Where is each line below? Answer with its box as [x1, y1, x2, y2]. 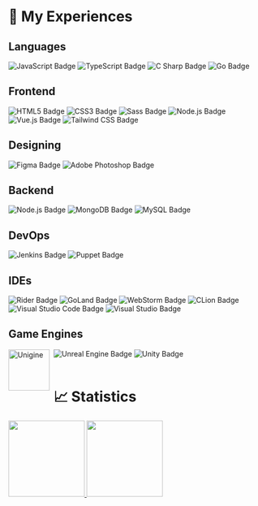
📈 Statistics [54, 387, 137, 406]
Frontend [8, 84, 56, 98]
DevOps [8, 228, 50, 242]
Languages [8, 40, 67, 54]
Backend [8, 184, 54, 197]
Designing [8, 138, 62, 153]
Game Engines [8, 327, 84, 341]
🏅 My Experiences [8, 7, 133, 26]
